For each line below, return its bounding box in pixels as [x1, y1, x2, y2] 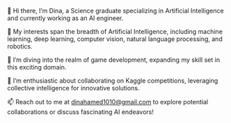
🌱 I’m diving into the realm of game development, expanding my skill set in [7, 56, 221, 64]
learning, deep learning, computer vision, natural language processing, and [7, 35, 223, 43]
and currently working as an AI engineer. [7, 14, 124, 22]
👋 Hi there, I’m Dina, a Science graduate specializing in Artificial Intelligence [7, 7, 224, 15]
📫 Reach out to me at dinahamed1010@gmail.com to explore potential [7, 98, 209, 106]
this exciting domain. [7, 63, 67, 71]
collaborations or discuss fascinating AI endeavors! [7, 108, 154, 116]
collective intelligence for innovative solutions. [7, 84, 140, 92]
